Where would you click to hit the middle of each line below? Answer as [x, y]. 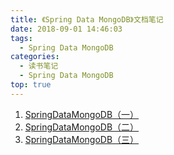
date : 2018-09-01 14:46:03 [66, 29]
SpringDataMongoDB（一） [82, 114]
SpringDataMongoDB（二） [82, 127]
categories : [35, 57]
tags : [21, 38]
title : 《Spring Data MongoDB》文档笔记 [87, 19]
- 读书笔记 [39, 66]
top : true [31, 85]
